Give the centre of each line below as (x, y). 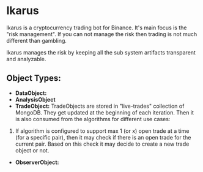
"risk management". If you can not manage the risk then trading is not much (102, 34)
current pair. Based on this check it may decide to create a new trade (102, 144)
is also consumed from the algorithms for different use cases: (93, 119)
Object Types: (34, 78)
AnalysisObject (35, 99)
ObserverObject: (37, 162)
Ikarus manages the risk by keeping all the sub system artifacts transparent (101, 52)
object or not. (32, 150)
